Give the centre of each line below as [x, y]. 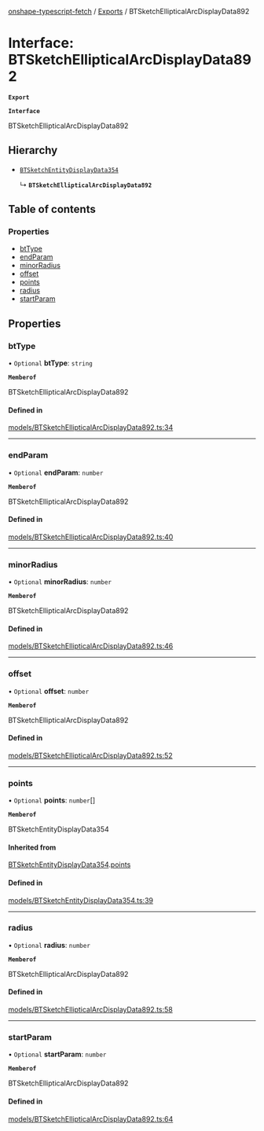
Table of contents [52, 209]
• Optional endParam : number [56, 472]
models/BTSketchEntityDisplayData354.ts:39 [81, 900]
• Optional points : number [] [52, 800]
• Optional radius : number [49, 945]
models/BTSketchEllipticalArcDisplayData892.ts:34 [91, 428]
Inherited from [32, 847]
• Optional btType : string [50, 363]
